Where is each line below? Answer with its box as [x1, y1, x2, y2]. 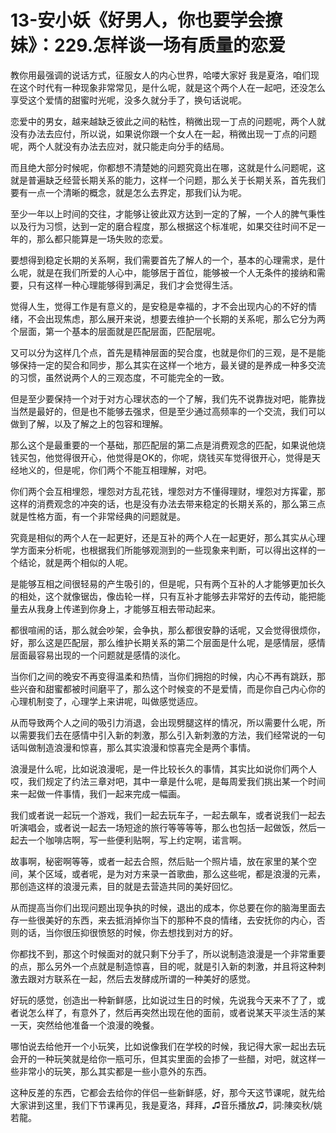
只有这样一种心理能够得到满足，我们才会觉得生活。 [27, 279, 238, 291]
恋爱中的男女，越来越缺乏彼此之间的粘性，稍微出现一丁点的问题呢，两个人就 [10, 115, 326, 127]
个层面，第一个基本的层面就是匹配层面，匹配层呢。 [10, 325, 221, 337]
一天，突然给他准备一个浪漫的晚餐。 [10, 1019, 160, 1031]
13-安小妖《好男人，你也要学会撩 [10, 9, 283, 32]
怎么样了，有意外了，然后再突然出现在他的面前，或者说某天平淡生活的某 [27, 1006, 326, 1018]
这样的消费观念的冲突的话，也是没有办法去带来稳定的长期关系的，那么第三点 [10, 497, 326, 510]
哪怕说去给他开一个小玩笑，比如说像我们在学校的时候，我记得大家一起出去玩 [10, 1040, 326, 1052]
